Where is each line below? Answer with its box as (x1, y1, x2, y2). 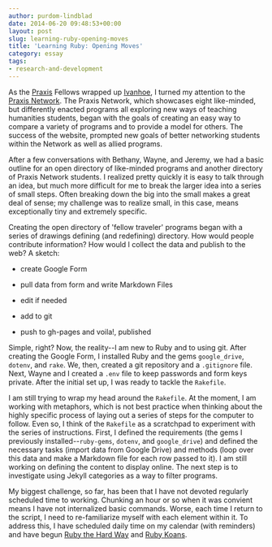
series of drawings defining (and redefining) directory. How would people (8, 231, 254, 241)
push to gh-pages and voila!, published (19, 327, 152, 336)
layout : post (8, 27, 53, 35)
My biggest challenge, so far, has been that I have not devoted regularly (8, 486, 249, 496)
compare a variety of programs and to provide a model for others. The (8, 121, 244, 131)
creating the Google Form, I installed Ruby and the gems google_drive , (8, 351, 245, 361)
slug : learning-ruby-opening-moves (8, 34, 129, 43)
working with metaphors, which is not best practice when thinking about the (8, 402, 263, 411)
